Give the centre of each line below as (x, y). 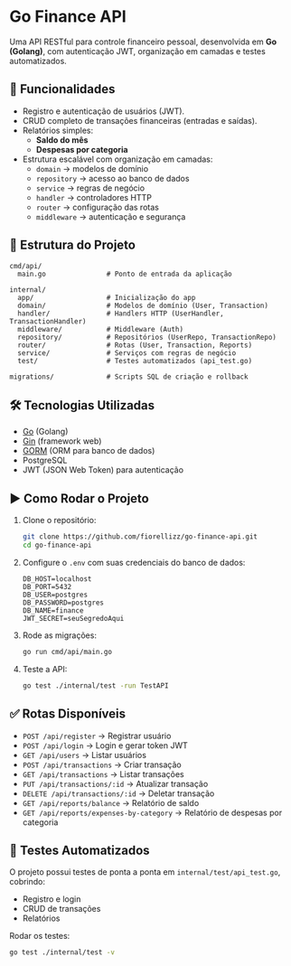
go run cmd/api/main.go (67, 652)
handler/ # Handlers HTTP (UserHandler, (121, 314)
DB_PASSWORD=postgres (63, 603)
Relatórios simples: (57, 130)
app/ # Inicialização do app (107, 297)
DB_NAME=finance (53, 610)
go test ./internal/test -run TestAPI (95, 685)
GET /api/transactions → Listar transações (103, 774)
